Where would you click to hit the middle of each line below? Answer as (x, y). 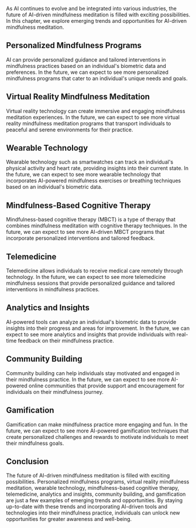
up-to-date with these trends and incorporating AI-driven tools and (87, 507)
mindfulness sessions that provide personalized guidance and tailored (91, 283)
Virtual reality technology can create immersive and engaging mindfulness (96, 111)
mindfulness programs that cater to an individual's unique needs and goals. (97, 78)
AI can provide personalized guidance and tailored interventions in (86, 59)
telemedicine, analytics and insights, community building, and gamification (96, 494)
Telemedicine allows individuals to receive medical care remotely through (94, 271)
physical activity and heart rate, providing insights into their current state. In (97, 168)
